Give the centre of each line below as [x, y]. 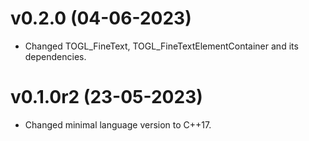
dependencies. [55, 56]
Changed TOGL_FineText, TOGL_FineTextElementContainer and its [161, 46]
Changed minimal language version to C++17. [118, 124]
